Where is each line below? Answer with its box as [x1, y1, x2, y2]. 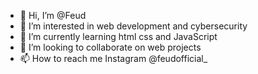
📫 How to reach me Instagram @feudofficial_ [19, 53, 208, 64]
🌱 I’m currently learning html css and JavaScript [19, 31, 218, 42]
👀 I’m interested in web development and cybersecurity [19, 20, 248, 32]
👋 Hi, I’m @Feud [19, 10, 87, 21]
